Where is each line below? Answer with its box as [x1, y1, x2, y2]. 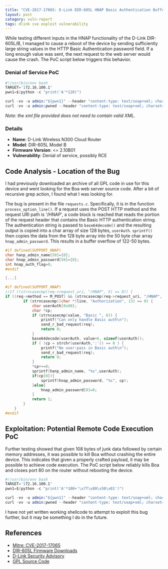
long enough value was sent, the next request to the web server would [5, 51, 151, 57]
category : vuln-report [5, 17, 52, 22]
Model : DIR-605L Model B [12, 142, 66, 148]
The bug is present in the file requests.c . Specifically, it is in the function [5, 201, 155, 207]
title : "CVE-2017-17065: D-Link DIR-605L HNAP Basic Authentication [5, 7, 151, 13]
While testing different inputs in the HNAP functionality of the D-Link [5, 35, 146, 41]
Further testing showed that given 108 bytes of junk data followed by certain [5, 445, 162, 452]
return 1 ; [31, 397, 52, 402]
